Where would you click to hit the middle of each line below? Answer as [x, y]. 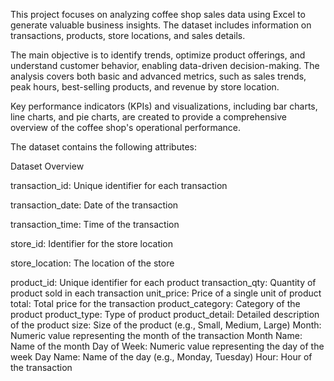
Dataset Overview [47, 166]
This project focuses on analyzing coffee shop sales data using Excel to [158, 14]
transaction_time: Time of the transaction [95, 224]
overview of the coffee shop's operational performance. [125, 127]
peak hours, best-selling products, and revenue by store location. [145, 87]
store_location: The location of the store [92, 263]
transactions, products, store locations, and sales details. [128, 35]
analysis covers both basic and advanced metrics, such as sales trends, [158, 76]
